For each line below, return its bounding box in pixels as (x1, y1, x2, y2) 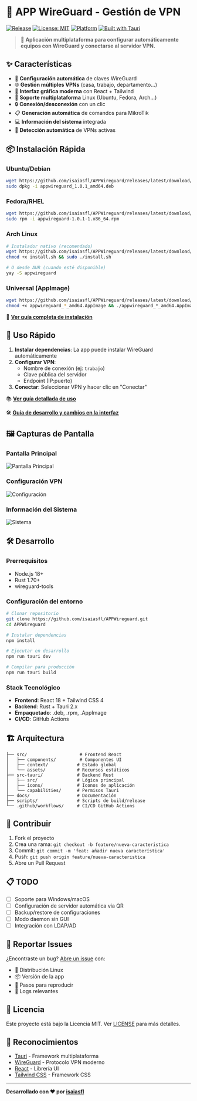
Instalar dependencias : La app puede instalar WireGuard (14, 346, 154, 353)
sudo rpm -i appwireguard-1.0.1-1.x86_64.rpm (6, 216, 119, 222)
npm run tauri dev (6, 654, 51, 660)
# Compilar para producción (6, 664, 75, 670)
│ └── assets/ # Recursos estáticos (6, 767, 130, 773)
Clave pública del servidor (23, 371, 87, 378)
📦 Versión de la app (14, 973, 64, 980)
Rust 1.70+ (14, 576, 40, 583)
